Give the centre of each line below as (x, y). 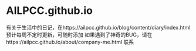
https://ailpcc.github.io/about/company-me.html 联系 (70, 42)
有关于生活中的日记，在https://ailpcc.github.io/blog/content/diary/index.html (98, 27)
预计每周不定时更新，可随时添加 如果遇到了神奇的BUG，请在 (79, 34)
